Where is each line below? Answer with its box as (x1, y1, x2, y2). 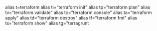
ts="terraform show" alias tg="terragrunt (5, 20, 89, 26)
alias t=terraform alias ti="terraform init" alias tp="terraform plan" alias (5, 4, 151, 10)
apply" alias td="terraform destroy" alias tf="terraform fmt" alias (5, 15, 138, 20)
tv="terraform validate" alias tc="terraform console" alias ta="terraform (5, 9, 152, 15)
